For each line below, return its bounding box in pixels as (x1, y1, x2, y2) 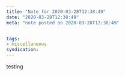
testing (6, 63, 23, 70)
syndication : (6, 47, 39, 53)
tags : (6, 36, 20, 42)
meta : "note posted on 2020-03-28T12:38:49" (6, 20, 120, 26)
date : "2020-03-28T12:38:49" (6, 14, 79, 20)
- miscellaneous (6, 41, 47, 47)
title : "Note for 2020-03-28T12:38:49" (6, 8, 106, 15)
